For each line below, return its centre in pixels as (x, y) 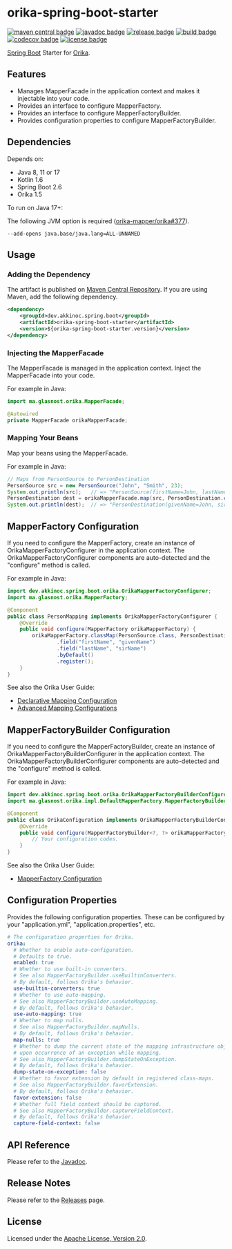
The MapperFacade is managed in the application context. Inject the (104, 368)
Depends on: (25, 159)
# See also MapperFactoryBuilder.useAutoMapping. (86, 1001)
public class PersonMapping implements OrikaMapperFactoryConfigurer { (112, 617)
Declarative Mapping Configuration (67, 701)
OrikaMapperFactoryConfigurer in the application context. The (96, 550)
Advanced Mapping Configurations (67, 708)
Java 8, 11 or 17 (38, 172)
